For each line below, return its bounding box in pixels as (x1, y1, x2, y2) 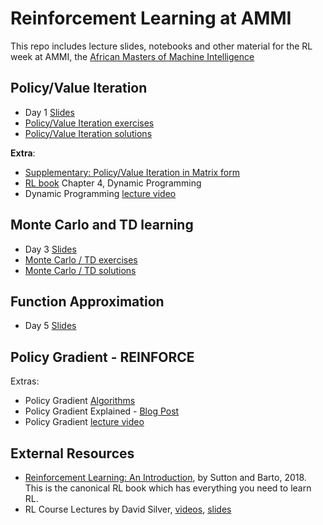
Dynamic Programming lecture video (24, 187, 177, 199)
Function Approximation (10, 293, 165, 310)
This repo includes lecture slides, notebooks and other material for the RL (10, 40, 313, 52)
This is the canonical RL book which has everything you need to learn (24, 482, 312, 494)
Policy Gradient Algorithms (24, 395, 136, 407)
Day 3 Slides (24, 243, 77, 255)
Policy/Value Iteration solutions (24, 127, 153, 139)
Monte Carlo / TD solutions (24, 264, 137, 276)
